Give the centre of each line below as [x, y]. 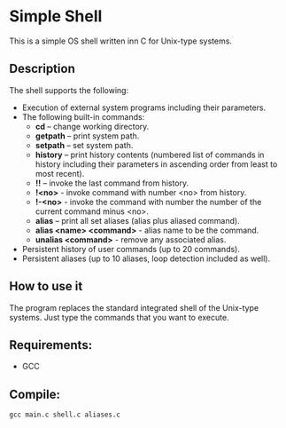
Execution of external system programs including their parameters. [144, 107]
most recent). [60, 173]
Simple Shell [56, 16]
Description [42, 69]
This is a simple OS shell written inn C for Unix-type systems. [121, 41]
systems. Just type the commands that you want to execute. [119, 317]
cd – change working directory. [92, 126]
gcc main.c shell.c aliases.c [65, 415]
